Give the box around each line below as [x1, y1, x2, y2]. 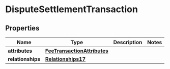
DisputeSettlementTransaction [5, 4, 138, 15]
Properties [5, 24, 40, 32]
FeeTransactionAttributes [45, 47, 108, 54]
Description [113, 39, 143, 46]
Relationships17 [45, 56, 86, 62]
